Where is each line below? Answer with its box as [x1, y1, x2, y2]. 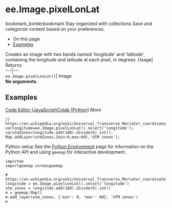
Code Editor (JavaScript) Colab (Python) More [5, 106, 101, 113]
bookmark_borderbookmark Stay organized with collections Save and [5, 20, 153, 27]
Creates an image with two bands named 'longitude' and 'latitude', [5, 51, 145, 57]
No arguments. [5, 78, 38, 84]
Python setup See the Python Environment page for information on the [5, 143, 154, 149]
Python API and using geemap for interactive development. [5, 149, 126, 155]
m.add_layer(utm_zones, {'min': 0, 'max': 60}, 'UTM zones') [5, 194, 139, 200]
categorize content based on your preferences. [5, 26, 105, 32]
